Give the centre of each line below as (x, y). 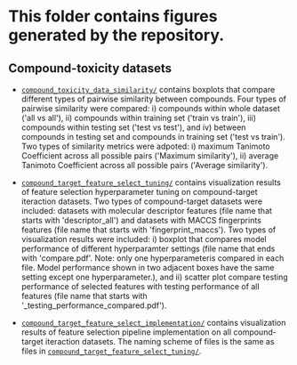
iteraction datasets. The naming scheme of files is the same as (160, 341)
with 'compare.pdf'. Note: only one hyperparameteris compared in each (153, 258)
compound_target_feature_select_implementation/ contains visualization (153, 323)
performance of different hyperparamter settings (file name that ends (148, 248)
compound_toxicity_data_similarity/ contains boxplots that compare (148, 89)
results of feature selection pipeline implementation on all (126, 332)
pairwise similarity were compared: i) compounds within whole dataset (151, 108)
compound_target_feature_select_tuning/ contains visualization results (151, 182)
